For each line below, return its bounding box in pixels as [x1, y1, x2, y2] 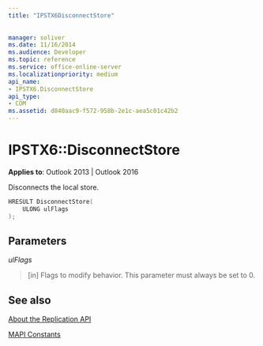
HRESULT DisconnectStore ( [8, 197, 93, 205]
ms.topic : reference [8, 56, 77, 64]
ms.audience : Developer [8, 48, 87, 56]
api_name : [8, 77, 41, 85]
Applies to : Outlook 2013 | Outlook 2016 [8, 167, 139, 176]
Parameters [8, 234, 67, 247]
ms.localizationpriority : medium [8, 70, 118, 78]
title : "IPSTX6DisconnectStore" [8, 11, 115, 20]
